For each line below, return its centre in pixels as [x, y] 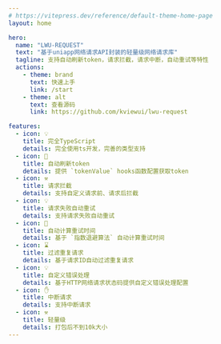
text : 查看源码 [52, 105]
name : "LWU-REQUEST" [50, 45]
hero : [17, 38]
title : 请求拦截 [47, 186]
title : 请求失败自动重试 [59, 208]
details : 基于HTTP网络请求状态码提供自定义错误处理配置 [106, 282]
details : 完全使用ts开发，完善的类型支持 [84, 149]
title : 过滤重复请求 [53, 253]
